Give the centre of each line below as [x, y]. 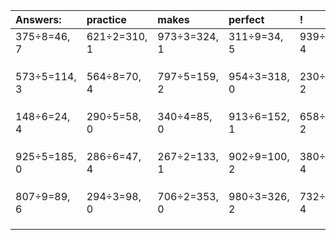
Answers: [38, 19]
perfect [246, 19]
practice [106, 19]
